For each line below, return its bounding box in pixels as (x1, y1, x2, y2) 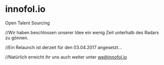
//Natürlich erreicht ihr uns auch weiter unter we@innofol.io (5, 54, 127, 60)
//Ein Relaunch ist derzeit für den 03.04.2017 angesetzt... (5, 44, 122, 50)
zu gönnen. (5, 35, 28, 41)
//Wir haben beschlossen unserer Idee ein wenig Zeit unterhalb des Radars (5, 29, 159, 35)
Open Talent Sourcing (5, 20, 50, 26)
